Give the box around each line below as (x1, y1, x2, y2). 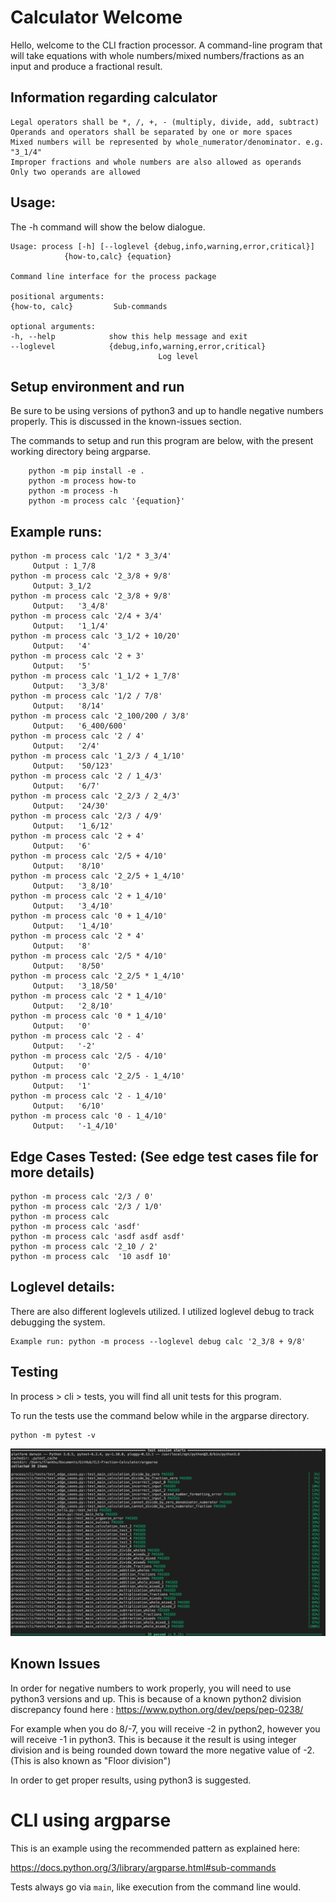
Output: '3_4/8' (32, 601, 110, 611)
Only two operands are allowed (10, 167, 141, 177)
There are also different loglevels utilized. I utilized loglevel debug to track (10, 1305, 315, 1317)
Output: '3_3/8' (32, 681, 110, 691)
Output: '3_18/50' (32, 981, 118, 991)
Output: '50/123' (32, 761, 114, 771)
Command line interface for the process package (10, 271, 217, 281)
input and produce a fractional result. (10, 60, 163, 72)
